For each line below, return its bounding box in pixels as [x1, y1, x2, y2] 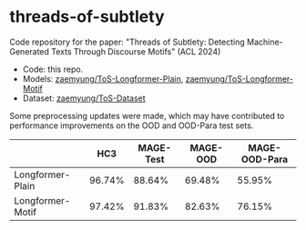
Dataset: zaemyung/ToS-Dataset [22, 93, 146, 104]
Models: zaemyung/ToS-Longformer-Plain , [22, 73, 184, 84]
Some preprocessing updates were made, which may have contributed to [9, 110, 285, 121]
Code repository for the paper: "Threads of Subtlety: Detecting [9, 36, 246, 47]
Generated [9, 45, 50, 56]
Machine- [246, 36, 284, 47]
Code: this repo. [22, 64, 84, 75]
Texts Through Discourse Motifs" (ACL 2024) [51, 45, 221, 56]
